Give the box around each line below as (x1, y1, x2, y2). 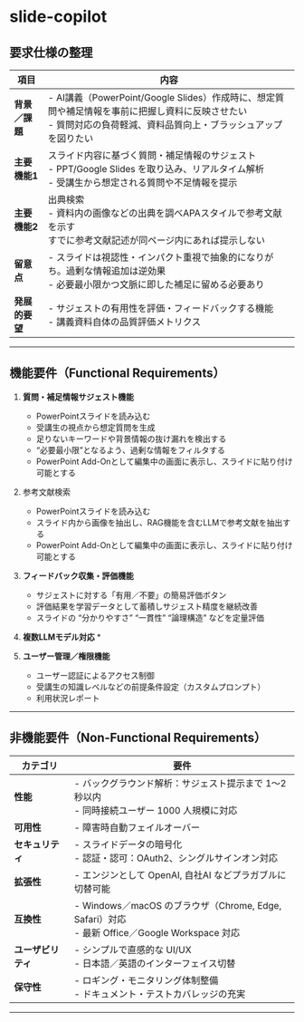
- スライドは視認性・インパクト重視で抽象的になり (48, 251, 265, 264)
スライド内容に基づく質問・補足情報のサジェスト (48, 149, 257, 161)
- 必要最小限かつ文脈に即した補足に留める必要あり (48, 278, 265, 291)
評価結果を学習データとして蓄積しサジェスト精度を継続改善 (35, 601, 258, 612)
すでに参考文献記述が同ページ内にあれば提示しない (48, 234, 265, 246)
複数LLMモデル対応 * (22, 632, 101, 642)
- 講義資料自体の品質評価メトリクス (48, 315, 202, 328)
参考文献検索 (22, 487, 71, 497)
